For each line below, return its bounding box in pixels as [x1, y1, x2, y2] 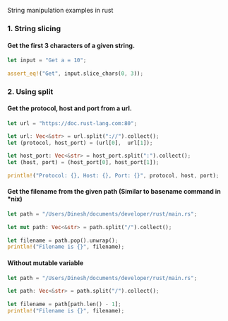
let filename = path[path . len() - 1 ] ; [7, 300, 121, 308]
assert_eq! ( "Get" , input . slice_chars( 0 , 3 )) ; [7, 70, 143, 77]
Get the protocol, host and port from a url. [7, 104, 132, 112]
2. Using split [7, 86, 54, 96]
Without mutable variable [7, 258, 84, 267]
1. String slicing [7, 23, 61, 33]
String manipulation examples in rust [7, 6, 114, 14]
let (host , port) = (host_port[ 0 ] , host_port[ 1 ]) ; [7, 159, 160, 166]
